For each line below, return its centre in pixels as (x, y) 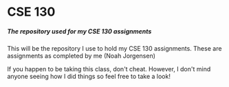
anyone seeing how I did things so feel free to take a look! (89, 77)
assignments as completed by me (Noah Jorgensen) (81, 56)
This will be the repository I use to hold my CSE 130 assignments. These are (115, 49)
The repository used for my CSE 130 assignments (79, 31)
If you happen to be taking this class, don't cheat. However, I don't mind (109, 69)
